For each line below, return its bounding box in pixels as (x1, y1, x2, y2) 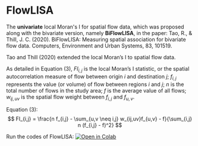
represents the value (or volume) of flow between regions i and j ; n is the (6, 81, 184, 88)
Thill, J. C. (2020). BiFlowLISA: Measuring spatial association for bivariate (6, 36, 186, 43)
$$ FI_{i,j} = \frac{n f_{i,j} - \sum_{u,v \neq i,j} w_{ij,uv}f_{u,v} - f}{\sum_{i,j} (7, 115, 193, 122)
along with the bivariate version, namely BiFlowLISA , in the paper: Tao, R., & (6, 29, 193, 36)
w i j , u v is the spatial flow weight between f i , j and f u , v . (6, 93, 135, 101)
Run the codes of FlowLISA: (6, 133, 74, 140)
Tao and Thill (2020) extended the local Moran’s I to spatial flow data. (6, 53, 176, 61)
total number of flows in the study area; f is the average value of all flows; (6, 87, 187, 94)
